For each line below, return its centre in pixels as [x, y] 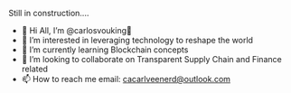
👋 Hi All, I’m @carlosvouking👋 [76, 30]
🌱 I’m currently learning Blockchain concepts [105, 50]
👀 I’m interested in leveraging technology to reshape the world [137, 40]
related [35, 69]
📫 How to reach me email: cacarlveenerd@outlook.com [126, 79]
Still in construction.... [49, 13]
